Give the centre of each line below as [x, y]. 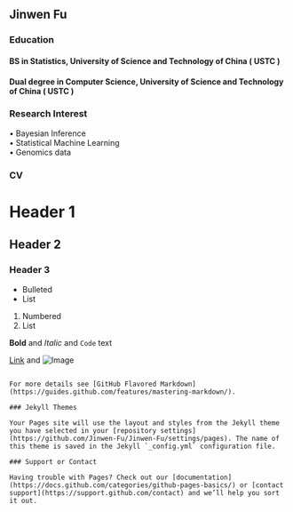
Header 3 [30, 270]
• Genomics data [40, 152]
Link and [25, 360]
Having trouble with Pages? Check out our [89, 477]
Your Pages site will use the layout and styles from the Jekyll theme [144, 423]
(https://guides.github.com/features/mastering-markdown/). [123, 392]
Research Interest [48, 114]
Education [32, 40]
